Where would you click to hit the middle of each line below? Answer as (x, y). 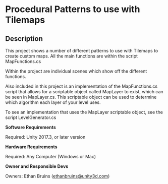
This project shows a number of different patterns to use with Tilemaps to (82, 51)
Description (24, 39)
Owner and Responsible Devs (37, 166)
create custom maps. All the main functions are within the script (71, 56)
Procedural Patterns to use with (73, 9)
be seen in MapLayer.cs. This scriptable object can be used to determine (81, 97)
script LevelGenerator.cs (31, 117)
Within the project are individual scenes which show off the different (76, 71)
